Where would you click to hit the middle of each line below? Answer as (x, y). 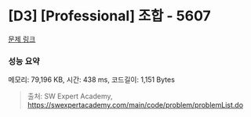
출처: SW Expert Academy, (70, 96)
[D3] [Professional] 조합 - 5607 (110, 16)
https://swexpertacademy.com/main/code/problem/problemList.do (135, 105)
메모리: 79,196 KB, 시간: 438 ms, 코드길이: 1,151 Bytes (91, 80)
